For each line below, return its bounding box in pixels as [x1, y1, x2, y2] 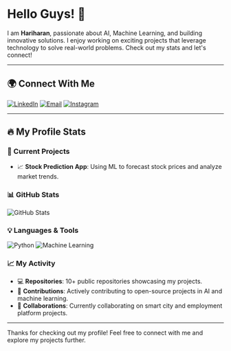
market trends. [16, 172, 59, 181]
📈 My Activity [7, 258, 56, 268]
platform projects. [16, 309, 68, 317]
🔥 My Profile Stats [7, 126, 86, 138]
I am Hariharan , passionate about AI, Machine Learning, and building [7, 29, 203, 37]
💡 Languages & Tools [7, 225, 79, 235]
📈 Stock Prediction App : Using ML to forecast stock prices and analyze [16, 163, 222, 171]
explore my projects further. [7, 336, 86, 344]
